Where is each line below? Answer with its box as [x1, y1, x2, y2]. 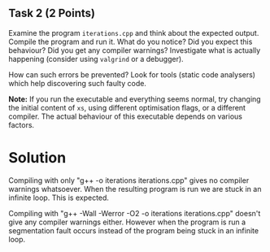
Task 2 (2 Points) [8, 7, 96, 20]
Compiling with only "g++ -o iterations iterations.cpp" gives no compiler [8, 175, 250, 185]
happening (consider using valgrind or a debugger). [8, 54, 185, 63]
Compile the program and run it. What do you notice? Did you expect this [8, 37, 253, 46]
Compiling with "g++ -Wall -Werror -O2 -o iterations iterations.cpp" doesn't [8, 208, 261, 218]
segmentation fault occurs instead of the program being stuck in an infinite [8, 225, 259, 235]
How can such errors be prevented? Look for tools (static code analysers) [8, 69, 256, 80]
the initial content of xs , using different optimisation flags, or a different [8, 102, 246, 112]
